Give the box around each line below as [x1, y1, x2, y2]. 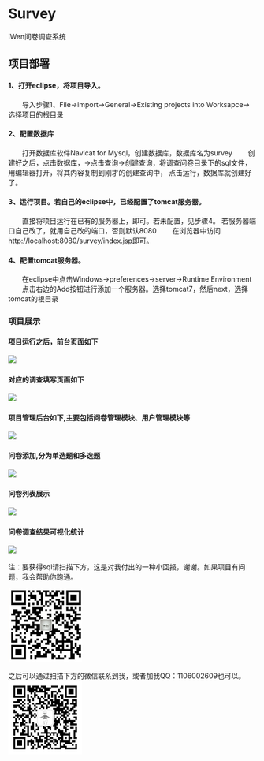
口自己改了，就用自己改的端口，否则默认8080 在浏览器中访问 [8, 226, 221, 235]
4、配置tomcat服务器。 [8, 256, 85, 265]
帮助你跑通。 [35, 573, 77, 582]
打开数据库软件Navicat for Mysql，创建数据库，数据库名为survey [21, 147, 232, 158]
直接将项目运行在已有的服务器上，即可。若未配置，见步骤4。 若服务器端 [21, 216, 256, 226]
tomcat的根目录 [8, 294, 59, 304]
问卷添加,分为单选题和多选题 [8, 451, 101, 461]
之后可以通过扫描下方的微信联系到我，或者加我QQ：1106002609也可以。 [8, 671, 246, 681]
